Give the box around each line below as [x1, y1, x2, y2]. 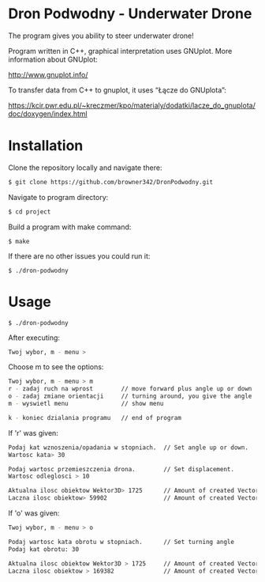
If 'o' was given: [8, 508, 60, 518]
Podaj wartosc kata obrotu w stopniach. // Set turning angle [8, 538, 235, 546]
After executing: [8, 333, 61, 342]
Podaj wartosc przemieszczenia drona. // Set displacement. [8, 465, 235, 473]
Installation [8, 137, 84, 155]
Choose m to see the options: [8, 362, 104, 372]
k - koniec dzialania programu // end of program [8, 414, 181, 421]
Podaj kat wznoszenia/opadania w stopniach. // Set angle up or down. [8, 444, 248, 452]
